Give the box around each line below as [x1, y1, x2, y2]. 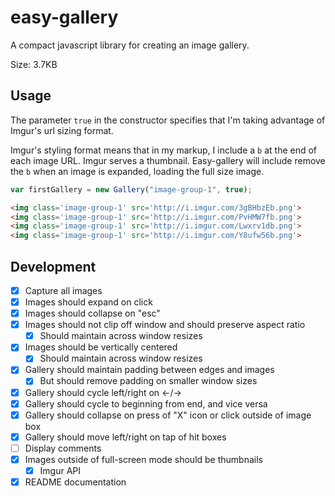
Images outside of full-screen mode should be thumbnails [24, 453, 263, 465]
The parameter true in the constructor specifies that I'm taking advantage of [10, 114, 326, 126]
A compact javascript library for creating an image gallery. [10, 39, 250, 51]
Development [10, 258, 97, 275]
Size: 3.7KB [10, 58, 58, 70]
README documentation [24, 476, 127, 488]
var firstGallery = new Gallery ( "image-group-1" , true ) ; [10, 184, 253, 195]
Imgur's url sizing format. [10, 124, 114, 136]
